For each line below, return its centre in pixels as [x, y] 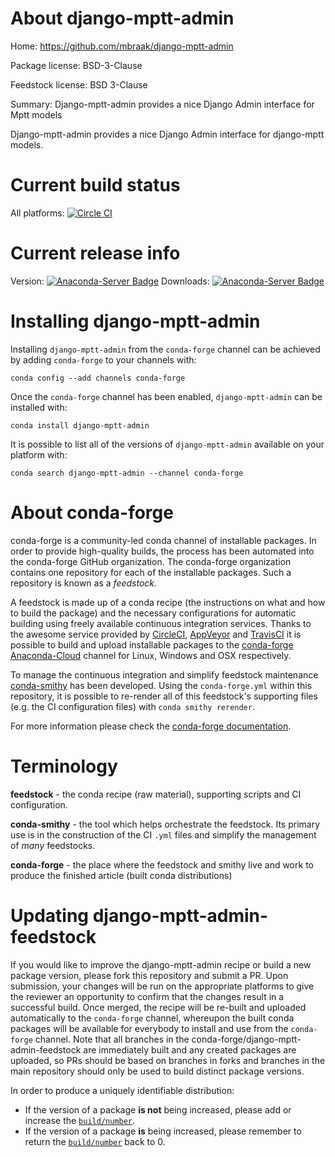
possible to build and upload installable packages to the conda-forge [152, 644]
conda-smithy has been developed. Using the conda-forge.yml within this [161, 685]
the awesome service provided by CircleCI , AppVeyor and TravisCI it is [156, 634]
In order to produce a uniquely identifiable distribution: [122, 1090]
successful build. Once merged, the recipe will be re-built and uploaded [158, 1007]
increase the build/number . [80, 1120]
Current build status [95, 185]
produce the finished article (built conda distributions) [121, 875]
